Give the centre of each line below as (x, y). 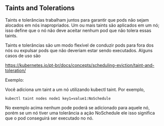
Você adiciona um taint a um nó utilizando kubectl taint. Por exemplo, (75, 89)
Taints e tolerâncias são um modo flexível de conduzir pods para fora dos (79, 45)
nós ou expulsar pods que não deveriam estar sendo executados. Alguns (79, 50)
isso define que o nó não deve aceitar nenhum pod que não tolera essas (78, 30)
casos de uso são (23, 56)
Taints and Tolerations (40, 8)
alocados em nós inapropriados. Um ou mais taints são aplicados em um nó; (82, 25)
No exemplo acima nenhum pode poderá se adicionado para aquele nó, (77, 107)
